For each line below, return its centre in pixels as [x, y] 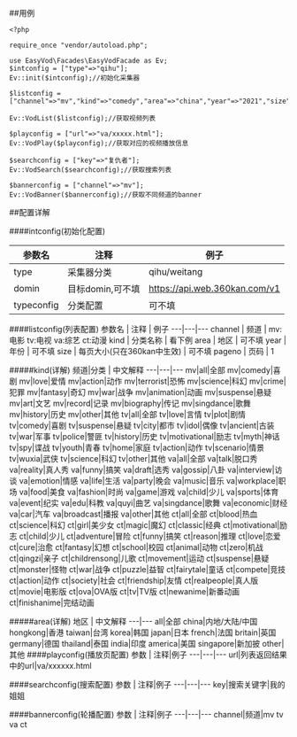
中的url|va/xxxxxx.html [50, 666]
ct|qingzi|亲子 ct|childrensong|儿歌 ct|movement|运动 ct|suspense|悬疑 [139, 558]
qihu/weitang [176, 272]
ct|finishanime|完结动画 [52, 602]
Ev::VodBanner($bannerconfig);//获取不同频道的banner [106, 195]
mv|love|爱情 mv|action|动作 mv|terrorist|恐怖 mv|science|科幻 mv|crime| [153, 381]
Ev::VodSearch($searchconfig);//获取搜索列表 [91, 170]
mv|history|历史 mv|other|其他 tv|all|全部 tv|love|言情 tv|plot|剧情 [127, 414]
